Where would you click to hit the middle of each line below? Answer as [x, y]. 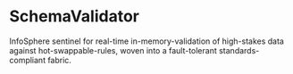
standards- [239, 50]
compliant [28, 60]
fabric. [59, 60]
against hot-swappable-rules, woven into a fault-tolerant [113, 50]
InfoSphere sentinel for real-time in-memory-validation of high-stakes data [146, 41]
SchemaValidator [75, 16]
